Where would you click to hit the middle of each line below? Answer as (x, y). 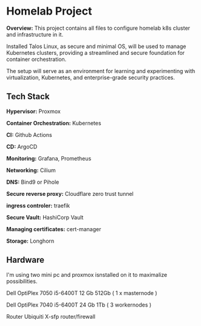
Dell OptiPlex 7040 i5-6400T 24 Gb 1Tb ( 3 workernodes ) (79, 305)
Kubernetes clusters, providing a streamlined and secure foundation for (96, 52)
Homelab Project (49, 11)
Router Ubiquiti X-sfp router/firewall (51, 316)
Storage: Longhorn (30, 241)
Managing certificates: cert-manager (54, 229)
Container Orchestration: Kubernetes (54, 123)
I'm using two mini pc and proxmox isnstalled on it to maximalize (87, 274)
